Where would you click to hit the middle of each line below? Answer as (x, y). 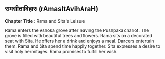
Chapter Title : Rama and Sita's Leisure (45, 21)
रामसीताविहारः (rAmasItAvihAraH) (52, 9)
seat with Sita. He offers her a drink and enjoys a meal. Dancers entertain (80, 41)
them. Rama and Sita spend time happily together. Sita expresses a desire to (83, 46)
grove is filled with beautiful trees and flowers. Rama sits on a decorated (79, 35)
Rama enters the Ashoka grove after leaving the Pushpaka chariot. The (77, 30)
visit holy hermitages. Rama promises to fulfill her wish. (61, 51)
